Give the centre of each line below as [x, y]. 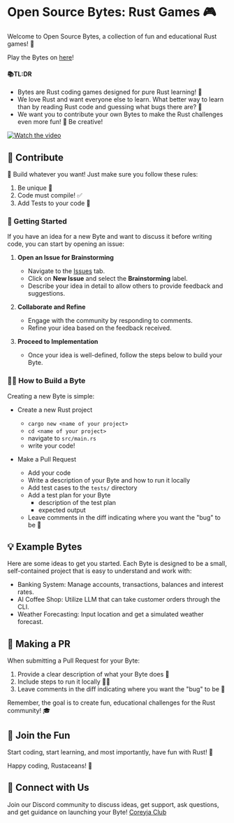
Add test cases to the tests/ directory [82, 487]
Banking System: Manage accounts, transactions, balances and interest [120, 585]
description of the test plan [77, 502]
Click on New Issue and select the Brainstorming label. [108, 279]
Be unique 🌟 [35, 188]
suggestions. [46, 293]
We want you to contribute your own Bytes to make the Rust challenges [120, 114]
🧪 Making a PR [39, 644]
